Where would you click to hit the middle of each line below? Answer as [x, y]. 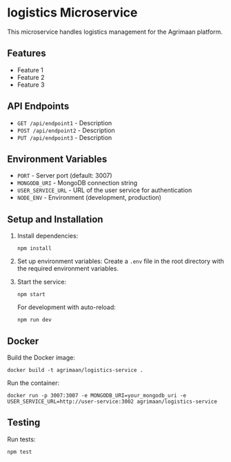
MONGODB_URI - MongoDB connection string [77, 183]
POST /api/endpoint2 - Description [66, 130]
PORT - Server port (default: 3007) [64, 176]
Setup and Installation [55, 219]
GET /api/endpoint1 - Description [64, 123]
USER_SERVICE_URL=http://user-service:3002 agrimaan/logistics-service [112, 401]
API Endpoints [38, 106]
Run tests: [21, 439]
